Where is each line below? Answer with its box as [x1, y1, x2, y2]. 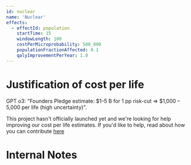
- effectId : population [11, 25, 70, 31]
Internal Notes [6, 148, 78, 161]
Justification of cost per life [6, 78, 144, 91]
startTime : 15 [17, 31, 51, 37]
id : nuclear [6, 8, 35, 15]
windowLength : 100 [17, 36, 62, 42]
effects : [6, 19, 28, 25]
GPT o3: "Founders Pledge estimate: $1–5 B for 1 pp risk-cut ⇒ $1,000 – [6, 97, 180, 104]
